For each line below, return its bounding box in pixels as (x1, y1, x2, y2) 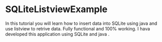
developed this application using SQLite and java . (5, 31, 110, 37)
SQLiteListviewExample (5, 4, 108, 15)
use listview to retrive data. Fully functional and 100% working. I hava (5, 25, 150, 31)
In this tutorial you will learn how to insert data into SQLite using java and (5, 20, 157, 26)
